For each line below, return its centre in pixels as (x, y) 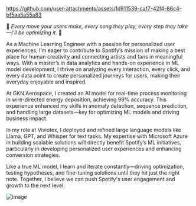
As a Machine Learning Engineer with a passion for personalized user (91, 44)
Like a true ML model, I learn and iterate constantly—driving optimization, (95, 166)
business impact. (27, 118)
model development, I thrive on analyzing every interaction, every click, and (98, 69)
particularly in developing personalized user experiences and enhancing (94, 149)
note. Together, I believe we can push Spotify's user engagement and (91, 179)
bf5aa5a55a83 (24, 15)
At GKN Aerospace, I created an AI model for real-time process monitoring (97, 93)
